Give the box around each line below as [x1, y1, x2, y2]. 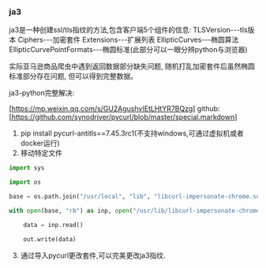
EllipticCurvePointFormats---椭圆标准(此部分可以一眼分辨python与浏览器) [9, 45, 248, 54]
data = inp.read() [23, 221, 84, 229]
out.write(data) [23, 235, 77, 243]
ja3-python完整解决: [9, 88, 75, 98]
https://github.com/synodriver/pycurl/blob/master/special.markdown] [11, 113, 238, 122]
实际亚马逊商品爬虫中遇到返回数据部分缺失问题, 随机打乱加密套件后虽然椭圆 [9, 61, 255, 71]
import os [9, 178, 42, 187]
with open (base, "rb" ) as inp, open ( [9, 207, 133, 214]
